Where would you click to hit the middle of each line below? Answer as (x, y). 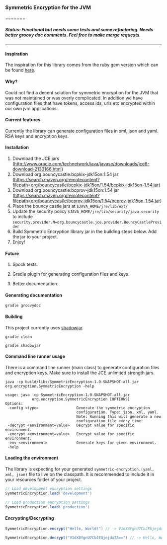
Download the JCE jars (36, 158)
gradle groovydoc (23, 306)
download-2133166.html (37, 169)
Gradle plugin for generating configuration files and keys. (71, 274)
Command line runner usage (35, 356)
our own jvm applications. (32, 108)
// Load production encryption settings (48, 502)
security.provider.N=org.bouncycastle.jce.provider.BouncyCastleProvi (87, 223)
